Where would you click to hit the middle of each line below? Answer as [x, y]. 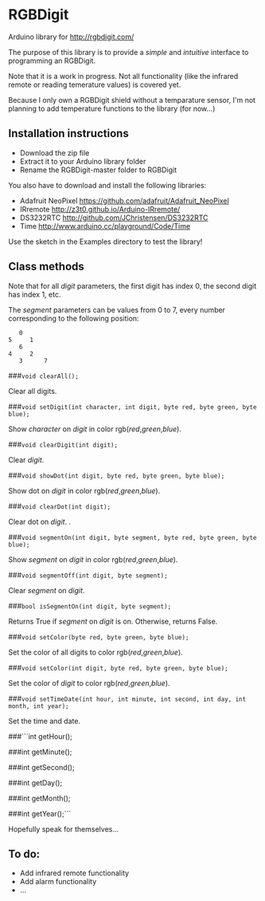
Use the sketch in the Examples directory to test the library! [105, 242]
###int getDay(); [35, 782]
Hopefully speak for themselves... [64, 829]
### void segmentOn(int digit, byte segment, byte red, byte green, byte [132, 537]
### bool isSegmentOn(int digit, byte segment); [90, 606]
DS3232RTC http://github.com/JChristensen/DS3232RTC [114, 218]
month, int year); [39, 706]
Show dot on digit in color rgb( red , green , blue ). [84, 490]
